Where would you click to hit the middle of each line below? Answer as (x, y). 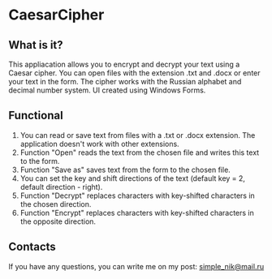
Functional (36, 116)
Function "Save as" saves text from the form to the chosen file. (125, 170)
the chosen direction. (56, 204)
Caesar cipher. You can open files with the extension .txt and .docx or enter (135, 73)
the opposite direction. (58, 221)
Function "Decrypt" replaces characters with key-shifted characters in (138, 195)
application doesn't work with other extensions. (100, 144)
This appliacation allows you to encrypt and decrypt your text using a (124, 64)
